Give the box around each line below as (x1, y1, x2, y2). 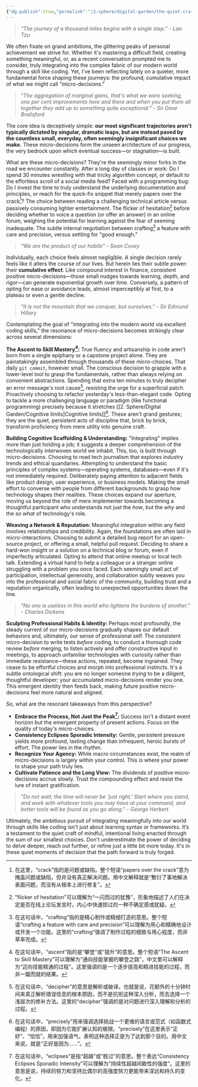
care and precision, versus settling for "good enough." (6, 231, 138, 238)
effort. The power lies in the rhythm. (14, 744, 103, 751)
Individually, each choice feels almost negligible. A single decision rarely (6, 254, 181, 261)
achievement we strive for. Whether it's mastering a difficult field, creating (6, 48, 186, 56)
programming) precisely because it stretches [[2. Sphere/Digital (6, 403, 161, 410)
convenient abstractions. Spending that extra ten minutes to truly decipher (6, 377, 187, 384)
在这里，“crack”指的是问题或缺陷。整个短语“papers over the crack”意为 (14, 866, 190, 874)
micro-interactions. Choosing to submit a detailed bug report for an (6, 533, 169, 541)
